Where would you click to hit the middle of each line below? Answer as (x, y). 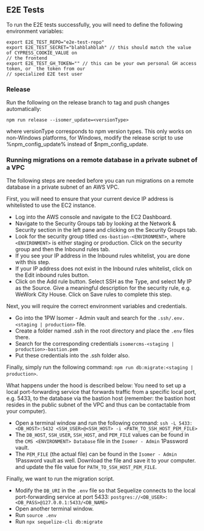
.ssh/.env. (171, 319)
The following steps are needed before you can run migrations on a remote (100, 181)
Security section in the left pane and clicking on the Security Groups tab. (106, 230)
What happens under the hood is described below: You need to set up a (96, 385)
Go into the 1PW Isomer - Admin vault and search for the (86, 318)
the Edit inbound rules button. (52, 275)
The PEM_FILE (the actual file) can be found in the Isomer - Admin (96, 454)
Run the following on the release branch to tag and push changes (88, 103)
